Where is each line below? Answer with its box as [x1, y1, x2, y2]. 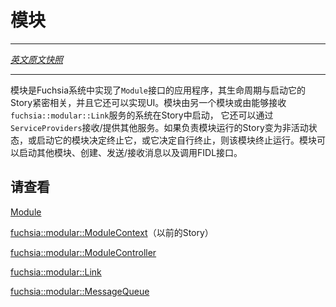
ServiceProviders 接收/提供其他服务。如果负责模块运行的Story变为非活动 [10, 121, 309, 133]
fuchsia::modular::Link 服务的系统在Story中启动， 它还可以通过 [10, 109, 274, 121]
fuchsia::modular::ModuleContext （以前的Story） [10, 226, 214, 238]
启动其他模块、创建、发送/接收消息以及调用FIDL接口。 [18, 146, 243, 158]
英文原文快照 [10, 53, 63, 65]
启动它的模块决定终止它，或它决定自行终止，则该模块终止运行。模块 [36, 134, 317, 146]
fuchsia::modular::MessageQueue [10, 285, 150, 297]
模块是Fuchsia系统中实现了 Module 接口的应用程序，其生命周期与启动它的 [10, 84, 306, 96]
